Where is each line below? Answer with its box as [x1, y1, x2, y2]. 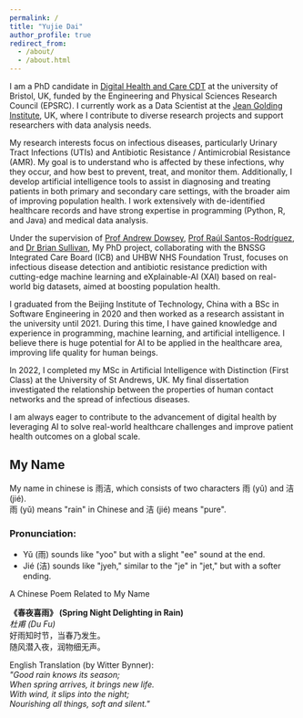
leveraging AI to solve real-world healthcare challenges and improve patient [9, 421, 294, 432]
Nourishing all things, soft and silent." [9, 699, 150, 710]
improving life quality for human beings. [9, 348, 158, 358]
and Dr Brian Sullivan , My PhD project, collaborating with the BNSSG [9, 243, 266, 253]
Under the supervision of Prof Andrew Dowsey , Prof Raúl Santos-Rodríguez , [9, 233, 296, 243]
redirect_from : [9, 38, 67, 48]
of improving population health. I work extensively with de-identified [9, 195, 266, 206]
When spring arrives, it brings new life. [9, 679, 155, 690]
